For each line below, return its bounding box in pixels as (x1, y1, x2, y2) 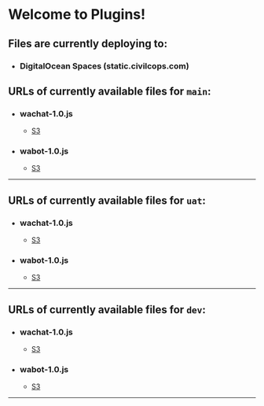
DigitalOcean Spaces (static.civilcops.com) (19, 61, 190, 72)
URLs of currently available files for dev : (8, 303, 207, 316)
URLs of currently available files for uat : (8, 194, 207, 207)
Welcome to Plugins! (8, 6, 146, 24)
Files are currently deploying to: (8, 37, 167, 50)
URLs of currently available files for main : (8, 84, 211, 98)
